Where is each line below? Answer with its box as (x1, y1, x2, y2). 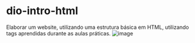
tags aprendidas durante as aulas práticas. (6, 29, 111, 37)
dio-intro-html (6, 4, 79, 18)
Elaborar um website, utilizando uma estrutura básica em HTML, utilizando (6, 24, 189, 31)
